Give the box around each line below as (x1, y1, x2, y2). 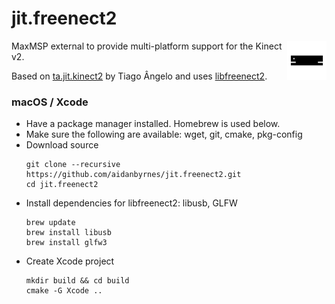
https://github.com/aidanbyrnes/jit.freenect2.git (25, 170, 242, 180)
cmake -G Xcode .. (25, 286, 103, 296)
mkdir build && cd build (25, 276, 130, 286)
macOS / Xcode (11, 95, 89, 109)
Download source (25, 139, 99, 151)
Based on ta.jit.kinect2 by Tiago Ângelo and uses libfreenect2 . (11, 70, 268, 82)
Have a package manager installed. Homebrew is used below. (25, 118, 281, 130)
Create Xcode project (25, 255, 115, 267)
